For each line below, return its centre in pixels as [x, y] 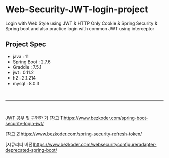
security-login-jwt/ [25, 123]
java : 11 [20, 56]
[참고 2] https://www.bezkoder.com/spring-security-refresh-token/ [74, 134]
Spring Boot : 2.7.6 [32, 62]
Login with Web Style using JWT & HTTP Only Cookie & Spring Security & [81, 23]
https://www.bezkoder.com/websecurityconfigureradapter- [95, 144]
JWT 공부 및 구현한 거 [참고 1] [35, 118]
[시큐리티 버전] [20, 144]
